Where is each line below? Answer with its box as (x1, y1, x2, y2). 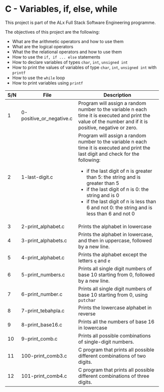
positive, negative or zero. (78, 124, 138, 131)
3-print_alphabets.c (21, 237, 67, 244)
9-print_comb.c (21, 335, 58, 342)
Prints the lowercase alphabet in (78, 304, 152, 311)
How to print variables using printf (12, 80, 83, 86)
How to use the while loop (12, 75, 65, 81)
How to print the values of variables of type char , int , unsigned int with (12, 64, 157, 70)
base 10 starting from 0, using (78, 291, 148, 298)
